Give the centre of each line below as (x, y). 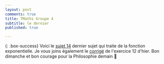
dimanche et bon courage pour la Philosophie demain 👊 (61, 56)
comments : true (21, 14)
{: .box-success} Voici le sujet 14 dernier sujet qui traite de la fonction (75, 46)
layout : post (18, 10)
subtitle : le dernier (27, 23)
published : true (22, 28)
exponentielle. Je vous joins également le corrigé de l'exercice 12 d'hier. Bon (82, 51)
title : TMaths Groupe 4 (29, 19)
